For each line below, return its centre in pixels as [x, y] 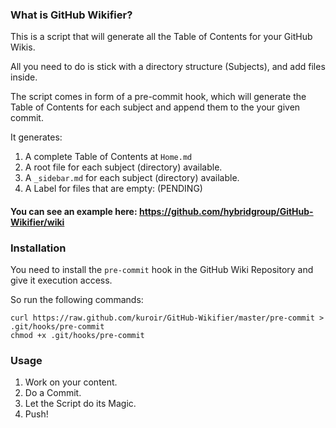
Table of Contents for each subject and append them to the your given [155, 107]
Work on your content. [71, 382]
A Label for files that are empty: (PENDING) [113, 189]
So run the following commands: [77, 300]
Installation [38, 248]
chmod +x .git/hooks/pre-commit [77, 336]
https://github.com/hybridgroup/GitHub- [226, 211]
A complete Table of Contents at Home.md [108, 157]
